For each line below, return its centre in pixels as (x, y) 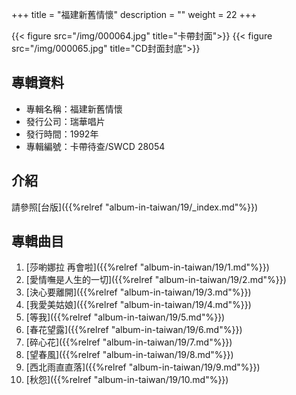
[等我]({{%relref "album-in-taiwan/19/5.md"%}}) (125, 317)
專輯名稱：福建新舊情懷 (74, 109)
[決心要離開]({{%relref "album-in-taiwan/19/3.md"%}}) (138, 292)
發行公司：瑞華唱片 (65, 121)
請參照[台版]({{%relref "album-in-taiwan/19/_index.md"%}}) (135, 207)
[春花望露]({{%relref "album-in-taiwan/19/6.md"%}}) (134, 330)
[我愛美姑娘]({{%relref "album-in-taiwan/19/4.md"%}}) (138, 305)
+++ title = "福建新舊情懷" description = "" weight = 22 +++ (134, 14)
